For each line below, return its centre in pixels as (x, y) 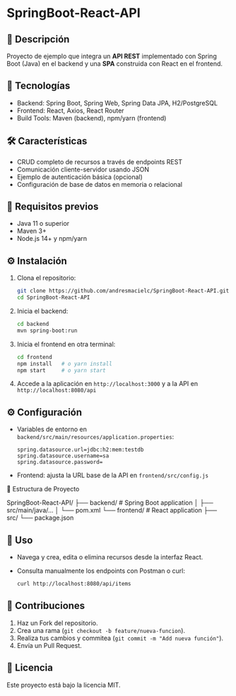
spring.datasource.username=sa (63, 456)
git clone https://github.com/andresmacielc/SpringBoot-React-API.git (123, 291)
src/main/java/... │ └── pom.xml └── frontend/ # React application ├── (112, 510)
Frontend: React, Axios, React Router (70, 110)
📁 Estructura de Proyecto (43, 489)
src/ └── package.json (40, 518)
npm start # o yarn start (61, 370)
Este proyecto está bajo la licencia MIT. (64, 685)
